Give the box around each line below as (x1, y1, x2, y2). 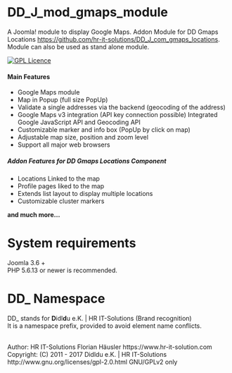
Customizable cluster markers (17, 197, 105, 205)
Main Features (7, 72, 51, 81)
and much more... (7, 211, 60, 219)
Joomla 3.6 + (7, 259, 46, 267)
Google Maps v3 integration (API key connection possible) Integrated (17, 111, 218, 119)
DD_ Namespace (7, 291, 105, 307)
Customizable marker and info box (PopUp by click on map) (17, 126, 191, 134)
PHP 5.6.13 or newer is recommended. (7, 266, 118, 275)
